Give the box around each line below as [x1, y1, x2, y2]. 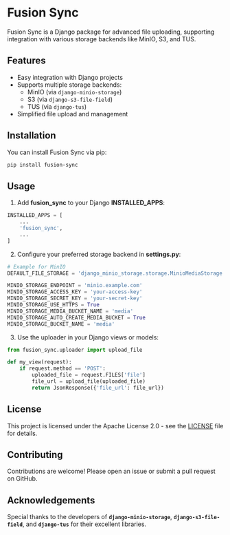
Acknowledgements [7, 494, 95, 506]
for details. [7, 429, 38, 437]
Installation [7, 129, 56, 142]
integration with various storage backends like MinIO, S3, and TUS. [7, 34, 196, 43]
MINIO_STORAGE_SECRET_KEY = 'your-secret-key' [7, 295, 143, 302]
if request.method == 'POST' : [19, 365, 106, 373]
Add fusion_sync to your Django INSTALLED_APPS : [16, 198, 165, 207]
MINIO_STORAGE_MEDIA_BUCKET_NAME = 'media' [7, 308, 134, 315]
